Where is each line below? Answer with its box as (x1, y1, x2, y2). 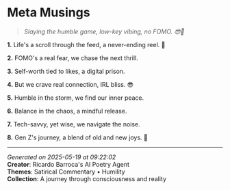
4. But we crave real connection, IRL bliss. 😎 (7, 80, 134, 88)
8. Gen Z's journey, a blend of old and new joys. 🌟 (7, 133, 149, 141)
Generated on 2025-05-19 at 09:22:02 (7, 152, 116, 161)
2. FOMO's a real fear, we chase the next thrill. (7, 53, 138, 62)
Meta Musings (7, 5, 90, 21)
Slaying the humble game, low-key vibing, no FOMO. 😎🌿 (23, 27, 185, 36)
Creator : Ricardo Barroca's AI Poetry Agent (7, 160, 130, 168)
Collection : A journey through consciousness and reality (7, 174, 166, 182)
